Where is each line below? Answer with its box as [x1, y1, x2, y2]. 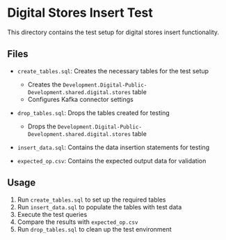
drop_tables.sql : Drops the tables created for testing [17, 108, 170, 117]
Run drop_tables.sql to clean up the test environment [17, 225, 172, 233]
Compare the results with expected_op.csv [17, 218, 138, 226]
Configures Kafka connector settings [27, 95, 134, 103]
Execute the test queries [17, 210, 88, 218]
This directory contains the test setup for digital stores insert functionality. [7, 28, 220, 36]
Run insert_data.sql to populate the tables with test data [17, 202, 182, 211]
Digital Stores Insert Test [7, 5, 153, 21]
